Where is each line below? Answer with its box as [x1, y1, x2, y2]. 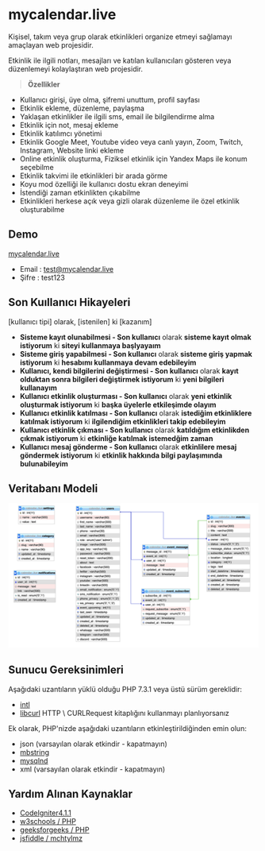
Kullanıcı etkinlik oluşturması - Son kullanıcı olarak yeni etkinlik [19, 391, 232, 400]
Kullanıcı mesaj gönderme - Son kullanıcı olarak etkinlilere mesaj [19, 442, 237, 451]
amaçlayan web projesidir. [8, 40, 94, 49]
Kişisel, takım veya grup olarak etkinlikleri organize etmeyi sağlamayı [8, 32, 232, 41]
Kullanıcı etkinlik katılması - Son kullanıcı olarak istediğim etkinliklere [19, 408, 252, 418]
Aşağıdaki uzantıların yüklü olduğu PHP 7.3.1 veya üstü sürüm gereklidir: [8, 684, 243, 694]
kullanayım [19, 383, 57, 393]
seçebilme [19, 162, 54, 172]
